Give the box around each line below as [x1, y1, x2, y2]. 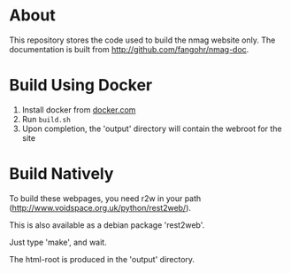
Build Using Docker [9, 75, 153, 96]
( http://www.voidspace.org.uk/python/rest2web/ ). [9, 202, 192, 213]
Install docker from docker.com [21, 104, 136, 115]
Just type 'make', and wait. [9, 237, 108, 247]
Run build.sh [21, 113, 71, 124]
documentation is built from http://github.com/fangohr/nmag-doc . [9, 43, 249, 54]
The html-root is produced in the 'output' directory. [9, 253, 195, 264]
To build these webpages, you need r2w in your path [9, 192, 202, 204]
